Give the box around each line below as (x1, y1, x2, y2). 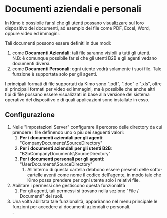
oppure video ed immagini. (5, 30, 60, 36)
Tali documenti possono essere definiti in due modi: (5, 40, 111, 46)
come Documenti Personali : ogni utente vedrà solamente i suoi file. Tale (12, 66, 162, 72)
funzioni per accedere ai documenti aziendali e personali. (12, 203, 131, 210)
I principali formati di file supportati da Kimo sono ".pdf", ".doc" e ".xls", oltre (5, 81, 162, 87)
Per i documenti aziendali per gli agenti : (19, 134, 104, 140)
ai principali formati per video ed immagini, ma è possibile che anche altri (5, 86, 156, 92)
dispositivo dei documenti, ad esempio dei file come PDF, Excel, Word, (5, 25, 150, 31)
